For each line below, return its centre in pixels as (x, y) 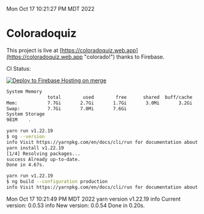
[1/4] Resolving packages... (43, 154)
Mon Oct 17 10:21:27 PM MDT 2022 (50, 9)
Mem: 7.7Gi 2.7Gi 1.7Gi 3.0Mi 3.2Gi (99, 103)
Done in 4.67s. (26, 165)
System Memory (24, 91)
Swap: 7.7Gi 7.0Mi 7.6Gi (67, 109)
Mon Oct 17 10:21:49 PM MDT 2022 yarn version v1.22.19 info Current (94, 199)
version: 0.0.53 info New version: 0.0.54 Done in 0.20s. (76, 205)
